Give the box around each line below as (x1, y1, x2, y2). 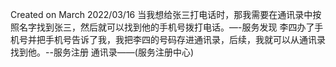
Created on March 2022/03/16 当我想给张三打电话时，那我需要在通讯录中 (10, 9, 313, 20)
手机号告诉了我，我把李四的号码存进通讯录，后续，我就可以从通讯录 (44, 34, 326, 45)
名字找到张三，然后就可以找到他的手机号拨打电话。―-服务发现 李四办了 (18, 21, 315, 33)
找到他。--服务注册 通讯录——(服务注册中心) (10, 46, 195, 58)
